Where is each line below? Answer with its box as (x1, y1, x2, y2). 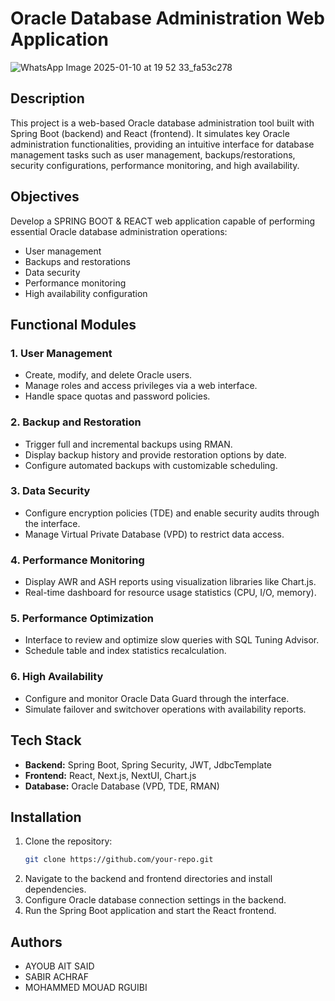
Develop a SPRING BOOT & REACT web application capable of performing (10, 215, 316, 227)
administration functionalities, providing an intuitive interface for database (10, 138, 315, 150)
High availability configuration (24, 287, 148, 299)
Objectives (10, 188, 80, 206)
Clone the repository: (24, 835, 113, 847)
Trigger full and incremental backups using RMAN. (24, 438, 233, 450)
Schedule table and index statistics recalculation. (24, 645, 227, 657)
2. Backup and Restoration (10, 415, 142, 429)
